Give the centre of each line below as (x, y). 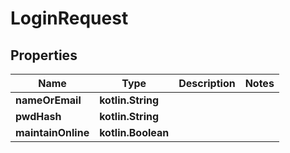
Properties (44, 55)
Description (207, 83)
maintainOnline (52, 132)
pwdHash (38, 116)
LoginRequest (69, 18)
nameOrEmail (48, 100)
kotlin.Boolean (134, 132)
